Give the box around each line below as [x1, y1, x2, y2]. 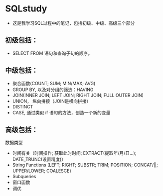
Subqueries [12, 174, 36, 180]
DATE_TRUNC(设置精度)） [12, 156, 66, 162]
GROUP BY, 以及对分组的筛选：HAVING [12, 87, 94, 93]
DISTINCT [12, 103, 33, 109]
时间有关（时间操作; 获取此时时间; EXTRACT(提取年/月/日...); [12, 150, 137, 156]
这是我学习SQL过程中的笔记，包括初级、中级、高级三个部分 [12, 20, 135, 26]
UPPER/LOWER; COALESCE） [12, 168, 74, 174]
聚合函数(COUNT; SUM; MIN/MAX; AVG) [12, 80, 96, 86]
